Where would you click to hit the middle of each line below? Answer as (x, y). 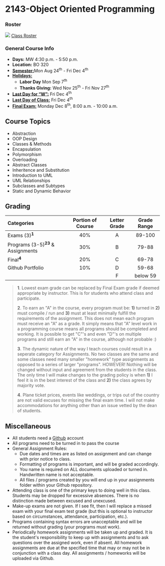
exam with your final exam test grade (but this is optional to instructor (82, 511)
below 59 (145, 276)
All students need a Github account (48, 438)
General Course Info (29, 49)
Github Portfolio (26, 268)
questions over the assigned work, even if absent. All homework (77, 543)
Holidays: (22, 76)
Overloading (25, 159)
